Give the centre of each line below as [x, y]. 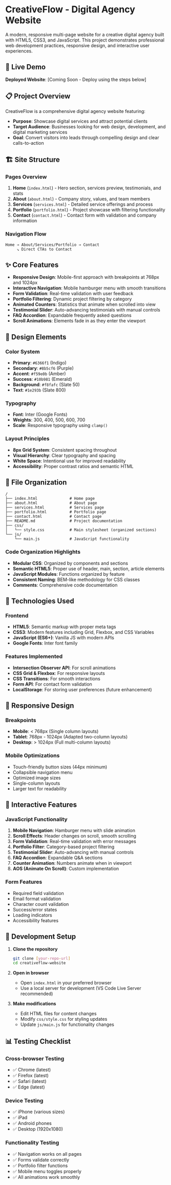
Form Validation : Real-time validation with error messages [74, 841]
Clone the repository [35, 949]
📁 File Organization [36, 483]
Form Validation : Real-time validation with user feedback [73, 294]
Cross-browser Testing [35, 1058]
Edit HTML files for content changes [58, 1014]
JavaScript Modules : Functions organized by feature [69, 574]
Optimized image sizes [37, 778]
